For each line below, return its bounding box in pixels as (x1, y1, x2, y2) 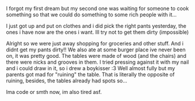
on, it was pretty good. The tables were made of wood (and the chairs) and (6, 53, 187, 59)
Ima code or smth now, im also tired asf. (6, 89, 102, 95)
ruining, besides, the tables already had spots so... (6, 77, 127, 84)
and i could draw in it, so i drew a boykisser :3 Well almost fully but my (6, 65, 175, 72)
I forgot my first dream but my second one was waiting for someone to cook (6, 5, 189, 12)
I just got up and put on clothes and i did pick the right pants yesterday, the (6, 23, 187, 29)
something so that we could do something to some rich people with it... (6, 11, 177, 18)
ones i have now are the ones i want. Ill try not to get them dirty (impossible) (6, 29, 189, 36)
